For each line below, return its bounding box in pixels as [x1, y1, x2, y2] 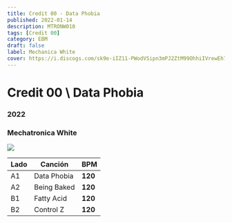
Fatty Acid [34, 194, 68, 204]
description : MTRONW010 [7, 23, 76, 30]
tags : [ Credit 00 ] [7, 29, 60, 37]
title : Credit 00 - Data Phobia [7, 10, 100, 17]
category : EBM [7, 36, 48, 43]
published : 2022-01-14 [7, 17, 72, 23]
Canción [40, 159, 69, 169]
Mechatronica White [7, 128, 77, 137]
